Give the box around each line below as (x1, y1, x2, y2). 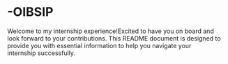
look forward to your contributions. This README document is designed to (7, 34, 221, 42)
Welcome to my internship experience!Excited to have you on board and (7, 27, 214, 35)
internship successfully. (7, 49, 75, 57)
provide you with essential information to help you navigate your (7, 41, 192, 50)
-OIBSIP (7, 4, 54, 20)
